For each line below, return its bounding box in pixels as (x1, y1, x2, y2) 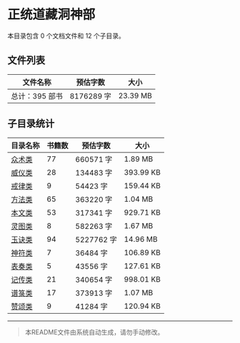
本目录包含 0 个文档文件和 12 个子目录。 (7, 31, 125, 40)
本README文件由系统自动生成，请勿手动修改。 (24, 327, 164, 336)
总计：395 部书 (11, 91, 63, 101)
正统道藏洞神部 (7, 6, 96, 23)
